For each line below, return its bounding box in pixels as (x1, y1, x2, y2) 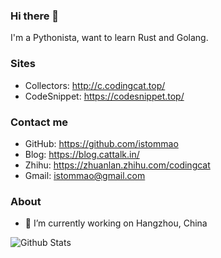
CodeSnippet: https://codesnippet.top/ (24, 90, 185, 102)
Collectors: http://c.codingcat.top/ (24, 79, 166, 91)
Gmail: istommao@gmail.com (24, 169, 146, 181)
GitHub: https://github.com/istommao (24, 137, 179, 149)
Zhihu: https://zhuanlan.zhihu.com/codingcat (24, 159, 211, 171)
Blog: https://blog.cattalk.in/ (24, 148, 140, 160)
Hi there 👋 (10, 9, 60, 23)
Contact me (10, 115, 69, 129)
